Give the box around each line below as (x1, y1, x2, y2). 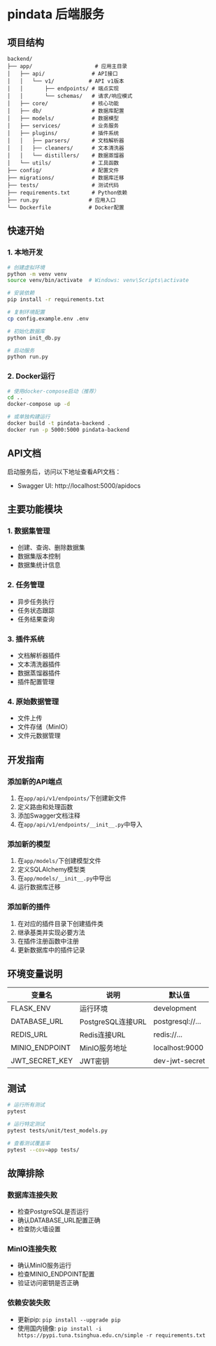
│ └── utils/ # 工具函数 (7, 160, 120, 167)
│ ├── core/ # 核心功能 (7, 100, 120, 107)
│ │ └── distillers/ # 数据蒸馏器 (7, 152, 124, 159)
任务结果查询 (17, 615, 55, 623)
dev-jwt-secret (153, 1056, 206, 1066)
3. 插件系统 (7, 634, 45, 644)
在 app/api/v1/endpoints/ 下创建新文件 (17, 794, 127, 802)
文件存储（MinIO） (17, 722, 72, 731)
